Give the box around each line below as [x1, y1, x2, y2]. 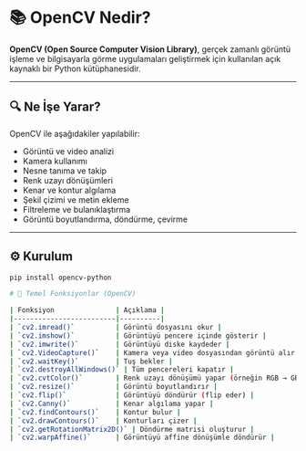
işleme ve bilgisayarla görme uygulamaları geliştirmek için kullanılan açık [9, 53, 281, 64]
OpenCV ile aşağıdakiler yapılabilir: [9, 128, 140, 139]
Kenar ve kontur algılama [22, 184, 117, 195]
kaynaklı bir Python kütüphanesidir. [9, 63, 141, 74]
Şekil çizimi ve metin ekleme [22, 194, 129, 205]
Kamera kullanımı [22, 155, 88, 166]
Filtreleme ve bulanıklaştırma [22, 204, 131, 215]
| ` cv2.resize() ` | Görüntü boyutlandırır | [9, 383, 219, 392]
